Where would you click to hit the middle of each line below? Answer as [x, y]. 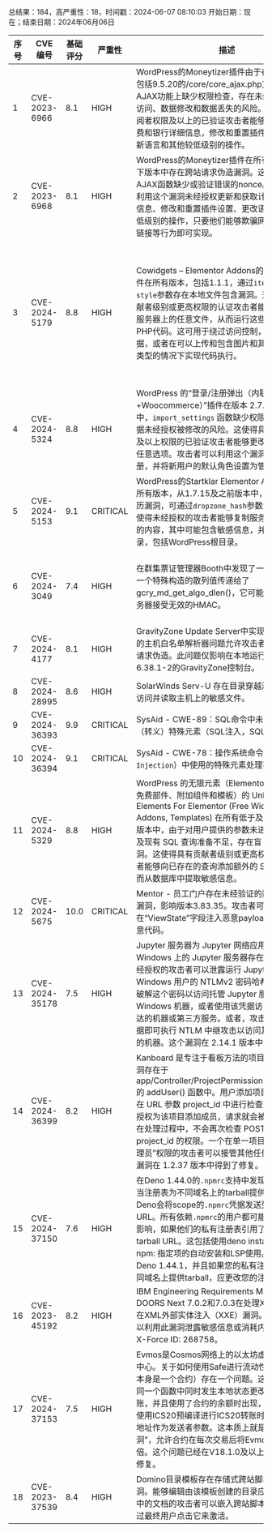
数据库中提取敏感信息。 [197, 878]
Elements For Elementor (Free [193, 806]
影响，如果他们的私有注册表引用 [197, 1229]
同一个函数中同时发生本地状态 [193, 1391]
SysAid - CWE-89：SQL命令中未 [200, 719]
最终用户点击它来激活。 [189, 1516]
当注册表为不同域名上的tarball [193, 1192]
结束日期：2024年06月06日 [68, 22]
